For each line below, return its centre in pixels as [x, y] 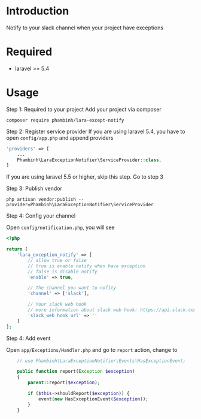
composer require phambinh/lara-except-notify [65, 120]
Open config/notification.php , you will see [60, 227]
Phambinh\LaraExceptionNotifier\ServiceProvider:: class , [89, 160]
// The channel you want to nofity [72, 288]
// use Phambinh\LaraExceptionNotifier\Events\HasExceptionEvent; [101, 361]
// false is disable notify [63, 272]
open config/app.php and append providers [60, 138]
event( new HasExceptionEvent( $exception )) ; [93, 399]
